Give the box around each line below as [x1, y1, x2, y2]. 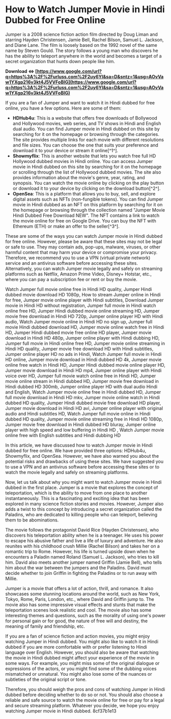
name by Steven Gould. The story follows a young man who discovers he [5, 47, 159, 53]
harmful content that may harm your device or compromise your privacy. [5, 249, 158, 255]
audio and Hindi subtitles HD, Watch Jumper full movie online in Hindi [5, 410, 151, 417]
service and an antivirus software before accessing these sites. [5, 260, 138, 266]
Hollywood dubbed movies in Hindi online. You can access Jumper [12, 158, 153, 164]
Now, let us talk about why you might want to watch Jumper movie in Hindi [5, 479, 162, 485]
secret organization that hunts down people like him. [5, 58, 116, 64]
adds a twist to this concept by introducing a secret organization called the [5, 506, 162, 512]
